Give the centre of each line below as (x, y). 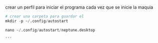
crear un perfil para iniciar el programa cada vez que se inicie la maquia (79, 7)
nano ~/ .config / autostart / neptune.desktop (50, 30)
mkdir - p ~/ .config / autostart (37, 21)
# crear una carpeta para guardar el (45, 16)
